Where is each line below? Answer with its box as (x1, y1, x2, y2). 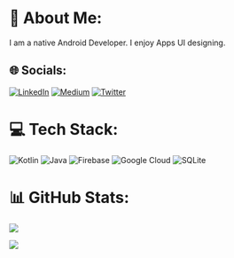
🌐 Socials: (9, 63, 67, 78)
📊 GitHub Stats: (9, 187, 130, 207)
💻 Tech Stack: (9, 119, 119, 139)
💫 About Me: (9, 8, 103, 28)
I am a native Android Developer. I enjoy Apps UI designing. (9, 37, 226, 48)
